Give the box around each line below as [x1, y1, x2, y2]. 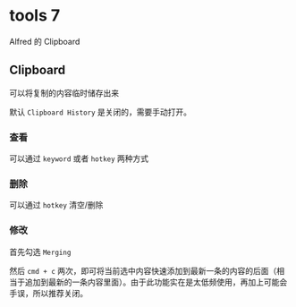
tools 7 [9, 5, 61, 26]
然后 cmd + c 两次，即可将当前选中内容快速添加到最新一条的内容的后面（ [9, 265, 277, 276]
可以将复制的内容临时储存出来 [9, 87, 119, 98]
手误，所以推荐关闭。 [9, 287, 88, 298]
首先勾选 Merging [9, 246, 72, 257]
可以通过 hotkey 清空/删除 [9, 200, 104, 210]
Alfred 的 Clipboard [9, 36, 80, 47]
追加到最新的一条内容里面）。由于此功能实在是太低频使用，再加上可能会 [24, 277, 288, 287]
